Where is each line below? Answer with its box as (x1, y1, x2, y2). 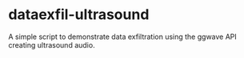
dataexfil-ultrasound (8, 6, 150, 24)
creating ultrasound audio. (8, 40, 95, 49)
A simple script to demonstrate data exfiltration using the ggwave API (8, 32, 238, 41)
